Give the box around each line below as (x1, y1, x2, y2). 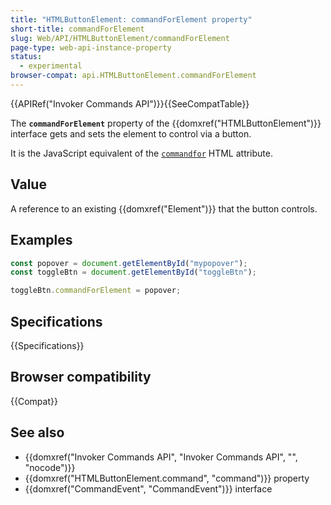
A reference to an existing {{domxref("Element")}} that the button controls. (10, 202, 318, 215)
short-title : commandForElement (10, 24, 145, 34)
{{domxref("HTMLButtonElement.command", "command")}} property (24, 472, 310, 484)
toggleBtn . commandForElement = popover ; (10, 286, 182, 296)
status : (10, 52, 43, 62)
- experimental (19, 61, 83, 71)
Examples (10, 232, 73, 249)
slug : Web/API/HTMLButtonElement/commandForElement (10, 33, 230, 43)
